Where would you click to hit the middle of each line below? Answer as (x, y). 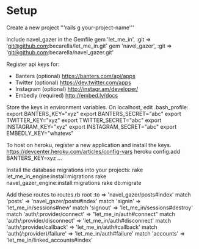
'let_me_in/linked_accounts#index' (50, 240)
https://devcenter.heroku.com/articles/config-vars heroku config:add (93, 151)
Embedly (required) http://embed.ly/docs (67, 95)
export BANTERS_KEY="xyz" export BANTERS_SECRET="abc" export (94, 114)
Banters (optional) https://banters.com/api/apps (75, 76)
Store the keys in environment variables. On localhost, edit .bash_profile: (97, 107)
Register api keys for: (33, 64)
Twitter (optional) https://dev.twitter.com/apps (73, 82)
